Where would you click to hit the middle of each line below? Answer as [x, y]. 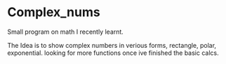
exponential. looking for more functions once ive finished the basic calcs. [113, 53]
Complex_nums [54, 12]
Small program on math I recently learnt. [66, 32]
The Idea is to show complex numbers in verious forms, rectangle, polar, [112, 45]
